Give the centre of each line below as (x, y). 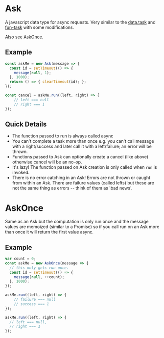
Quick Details (26, 124)
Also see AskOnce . (24, 37)
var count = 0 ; (21, 259)
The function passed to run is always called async (63, 136)
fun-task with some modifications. (40, 27)
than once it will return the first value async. (49, 232)
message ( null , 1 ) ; (33, 73)
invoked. (21, 173)
